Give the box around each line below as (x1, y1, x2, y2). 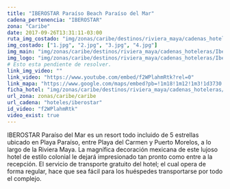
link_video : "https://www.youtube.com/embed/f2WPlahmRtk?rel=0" (7, 73, 194, 81)
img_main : (7, 49, 36, 55)
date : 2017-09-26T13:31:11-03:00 (7, 29, 103, 36)
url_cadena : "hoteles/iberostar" (7, 99, 103, 106)
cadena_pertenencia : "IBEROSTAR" (7, 16, 103, 23)
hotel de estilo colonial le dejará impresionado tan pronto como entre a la (7, 152, 213, 161)
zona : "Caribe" (7, 23, 51, 29)
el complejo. (7, 174, 42, 182)
